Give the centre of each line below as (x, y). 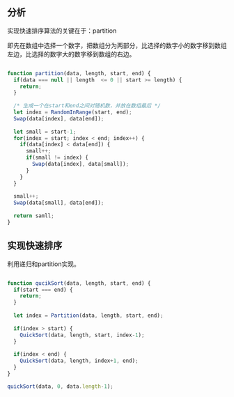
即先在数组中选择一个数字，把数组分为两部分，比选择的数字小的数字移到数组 (117, 45)
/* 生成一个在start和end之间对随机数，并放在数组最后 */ (87, 106)
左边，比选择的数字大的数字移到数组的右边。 (71, 54)
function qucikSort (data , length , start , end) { (79, 283)
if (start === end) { (43, 290)
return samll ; (34, 216)
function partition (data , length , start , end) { (79, 73)
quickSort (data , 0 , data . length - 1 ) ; (60, 386)
